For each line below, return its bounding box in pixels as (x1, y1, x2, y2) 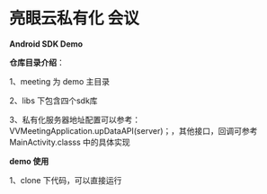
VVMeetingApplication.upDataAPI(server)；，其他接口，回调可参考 (9, 125, 258, 136)
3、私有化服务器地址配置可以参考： (9, 114, 141, 125)
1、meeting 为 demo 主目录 (9, 75, 111, 86)
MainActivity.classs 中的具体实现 (9, 137, 130, 147)
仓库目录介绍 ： (9, 57, 65, 67)
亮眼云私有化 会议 (9, 8, 139, 29)
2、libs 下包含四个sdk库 (9, 95, 98, 106)
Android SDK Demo (9, 38, 84, 49)
